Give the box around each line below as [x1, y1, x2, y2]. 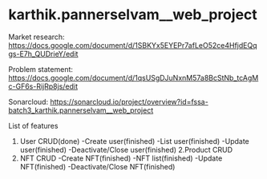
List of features [8, 121, 59, 130]
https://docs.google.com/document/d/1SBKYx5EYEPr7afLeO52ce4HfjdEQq [8, 40, 257, 50]
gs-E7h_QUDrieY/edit [8, 49, 79, 58]
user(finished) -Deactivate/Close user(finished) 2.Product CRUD [19, 145, 233, 154]
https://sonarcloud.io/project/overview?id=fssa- [50, 97, 208, 106]
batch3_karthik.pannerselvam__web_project [8, 105, 154, 115]
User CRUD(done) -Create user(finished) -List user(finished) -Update [19, 136, 250, 145]
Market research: [8, 32, 66, 42]
